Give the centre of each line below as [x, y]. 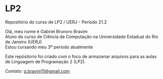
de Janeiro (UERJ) [23, 41]
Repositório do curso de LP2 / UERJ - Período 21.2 [56, 22]
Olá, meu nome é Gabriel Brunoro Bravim [47, 31]
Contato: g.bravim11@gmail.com [37, 71]
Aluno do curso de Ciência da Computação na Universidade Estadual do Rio [82, 37]
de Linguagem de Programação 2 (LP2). [46, 61]
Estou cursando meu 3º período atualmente [49, 47]
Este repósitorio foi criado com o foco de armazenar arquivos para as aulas [81, 56]
